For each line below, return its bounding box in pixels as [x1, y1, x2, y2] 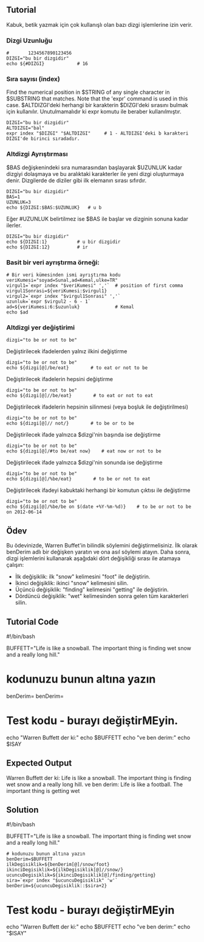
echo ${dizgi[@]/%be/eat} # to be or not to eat [6, 476, 151, 482]
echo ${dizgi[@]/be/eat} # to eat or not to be [6, 365, 148, 371]
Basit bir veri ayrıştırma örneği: [6, 258, 100, 267]
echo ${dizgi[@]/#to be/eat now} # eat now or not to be [6, 448, 162, 454]
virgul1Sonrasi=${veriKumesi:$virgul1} [6, 288, 107, 294]
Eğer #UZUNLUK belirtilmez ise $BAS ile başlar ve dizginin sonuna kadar [6, 215, 188, 222]
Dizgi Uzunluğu [6, 36, 53, 44]
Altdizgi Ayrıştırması [6, 150, 68, 158]
